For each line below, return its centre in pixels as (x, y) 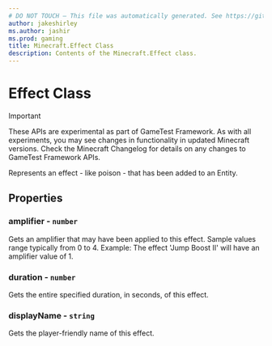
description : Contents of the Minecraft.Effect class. (103, 53)
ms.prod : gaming (36, 38)
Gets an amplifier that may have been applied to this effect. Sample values (132, 238)
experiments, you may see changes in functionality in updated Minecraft (129, 140)
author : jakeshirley (43, 23)
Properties (36, 198)
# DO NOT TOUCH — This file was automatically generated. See (115, 16)
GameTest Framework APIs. (55, 157)
